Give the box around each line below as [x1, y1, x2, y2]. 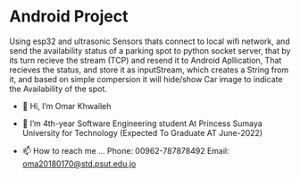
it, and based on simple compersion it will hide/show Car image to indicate [9, 73, 283, 84]
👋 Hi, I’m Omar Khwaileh [21, 100, 112, 111]
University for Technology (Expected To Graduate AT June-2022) [21, 127, 263, 138]
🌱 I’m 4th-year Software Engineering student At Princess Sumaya [21, 118, 263, 129]
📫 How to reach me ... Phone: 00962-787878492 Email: [21, 145, 229, 156]
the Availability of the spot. [9, 83, 107, 94]
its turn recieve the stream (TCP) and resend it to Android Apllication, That [9, 55, 282, 65]
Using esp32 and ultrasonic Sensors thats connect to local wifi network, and [9, 36, 290, 47]
